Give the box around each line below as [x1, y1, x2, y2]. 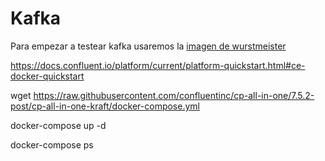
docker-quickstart [10, 70, 85, 82]
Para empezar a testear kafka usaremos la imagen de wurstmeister [10, 40, 287, 52]
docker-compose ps [10, 138, 94, 151]
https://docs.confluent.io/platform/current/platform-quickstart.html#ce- [10, 59, 306, 71]
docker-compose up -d [10, 119, 107, 131]
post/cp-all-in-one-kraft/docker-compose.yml [10, 100, 200, 112]
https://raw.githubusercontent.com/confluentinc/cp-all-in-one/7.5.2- [33, 89, 315, 101]
